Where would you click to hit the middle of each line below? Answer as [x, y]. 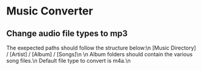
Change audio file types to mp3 [67, 33]
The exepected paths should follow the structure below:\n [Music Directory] [101, 48]
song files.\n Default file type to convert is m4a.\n [68, 61]
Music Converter [50, 11]
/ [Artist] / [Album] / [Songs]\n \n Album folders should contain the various [99, 54]
